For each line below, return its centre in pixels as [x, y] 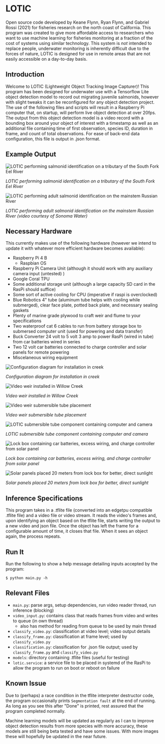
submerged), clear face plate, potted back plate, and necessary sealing [85, 305]
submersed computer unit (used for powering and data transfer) [78, 332]
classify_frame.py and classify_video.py [55, 652]
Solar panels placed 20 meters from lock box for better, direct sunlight [77, 483]
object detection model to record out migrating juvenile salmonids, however [82, 97]
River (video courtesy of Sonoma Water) [47, 216]
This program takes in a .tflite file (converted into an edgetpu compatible [79, 510]
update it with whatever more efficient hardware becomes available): [75, 248]
